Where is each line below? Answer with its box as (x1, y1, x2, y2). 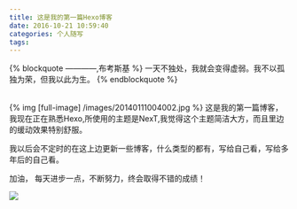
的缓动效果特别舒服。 (9, 125, 87, 135)
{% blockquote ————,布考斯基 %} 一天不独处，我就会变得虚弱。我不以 (9, 63, 277, 74)
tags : (9, 37, 29, 47)
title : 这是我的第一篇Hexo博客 (9, 12, 113, 22)
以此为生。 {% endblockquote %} (55, 74, 178, 85)
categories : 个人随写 (9, 29, 84, 38)
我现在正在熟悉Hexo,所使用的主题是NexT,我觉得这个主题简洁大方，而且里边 (9, 113, 285, 124)
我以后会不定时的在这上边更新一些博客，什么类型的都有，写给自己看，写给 (9, 143, 281, 154)
